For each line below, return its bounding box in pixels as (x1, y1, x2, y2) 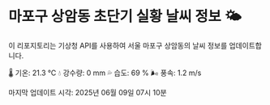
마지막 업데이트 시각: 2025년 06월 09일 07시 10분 (8, 87, 168, 97)
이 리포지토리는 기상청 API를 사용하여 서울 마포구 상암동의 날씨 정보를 (8, 40, 228, 50)
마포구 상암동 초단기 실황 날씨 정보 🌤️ (8, 7, 242, 26)
